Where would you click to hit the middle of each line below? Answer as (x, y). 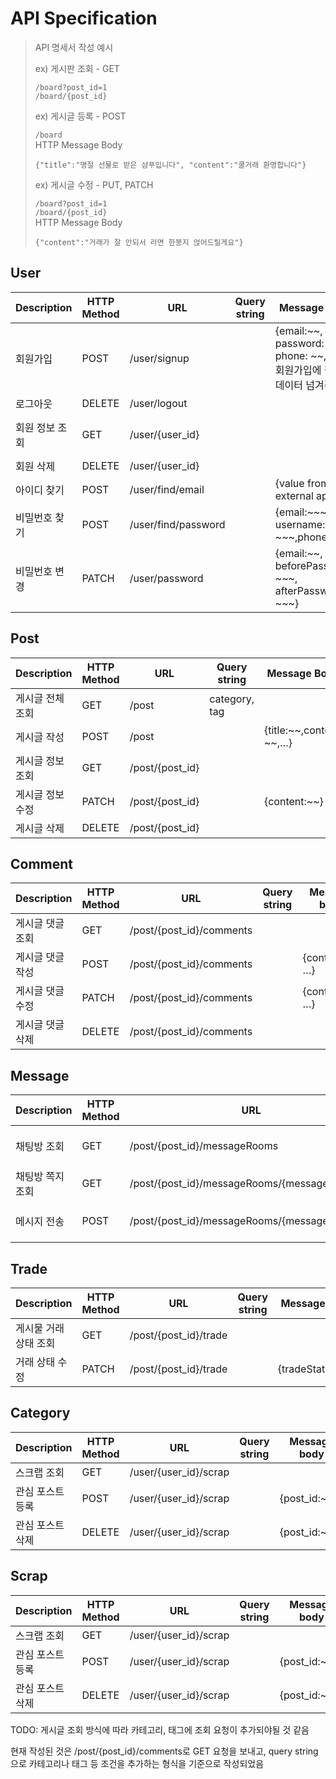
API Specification (84, 18)
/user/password (166, 578)
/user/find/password (177, 524)
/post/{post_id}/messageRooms (204, 1146)
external (294, 495)
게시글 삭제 (40, 828)
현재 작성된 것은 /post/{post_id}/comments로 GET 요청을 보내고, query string (164, 1751)
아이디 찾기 (40, 490)
